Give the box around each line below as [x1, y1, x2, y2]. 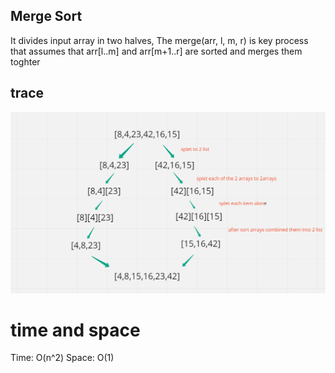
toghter [10, 55, 41, 68]
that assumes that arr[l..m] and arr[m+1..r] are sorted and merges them [10, 45, 303, 57]
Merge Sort [10, 8, 83, 25]
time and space [10, 319, 141, 341]
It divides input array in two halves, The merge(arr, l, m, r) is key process [10, 34, 309, 46]
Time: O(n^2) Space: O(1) [10, 352, 115, 364]
